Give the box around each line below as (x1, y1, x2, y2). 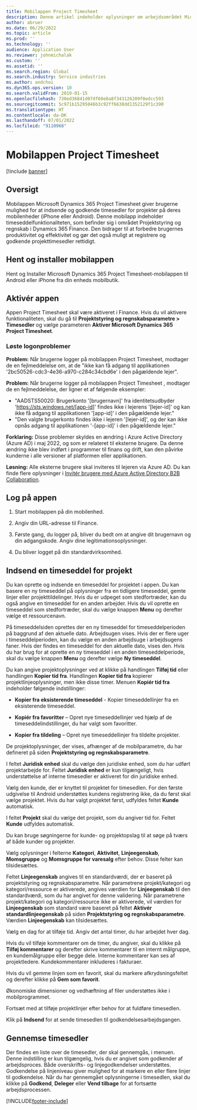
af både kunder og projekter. (6, 838, 75, 845)
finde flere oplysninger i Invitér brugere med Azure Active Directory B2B (6, 470, 180, 477)
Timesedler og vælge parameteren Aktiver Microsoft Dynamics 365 (6, 321, 173, 328)
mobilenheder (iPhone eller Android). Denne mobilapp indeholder (6, 212, 164, 220)
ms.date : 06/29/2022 (6, 25, 57, 31)
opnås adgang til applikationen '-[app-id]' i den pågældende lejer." (14, 422, 176, 429)
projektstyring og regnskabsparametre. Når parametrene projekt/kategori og (6, 880, 191, 887)
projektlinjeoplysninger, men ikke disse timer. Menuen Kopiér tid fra (6, 678, 170, 686)
